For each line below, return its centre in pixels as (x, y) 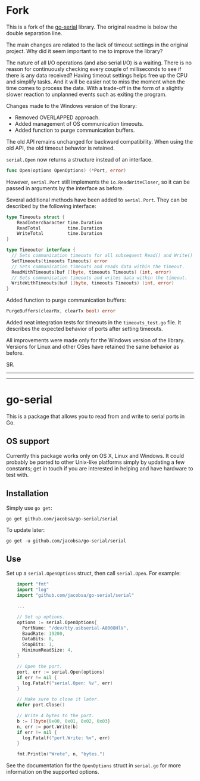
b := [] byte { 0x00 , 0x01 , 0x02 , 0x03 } (64, 721)
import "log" (33, 590)
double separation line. (34, 33)
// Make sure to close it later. (58, 699)
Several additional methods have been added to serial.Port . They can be (97, 200)
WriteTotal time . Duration (60, 234)
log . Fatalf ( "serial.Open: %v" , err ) (67, 683)
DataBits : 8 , (38, 639)
